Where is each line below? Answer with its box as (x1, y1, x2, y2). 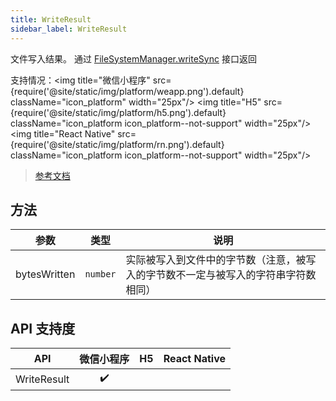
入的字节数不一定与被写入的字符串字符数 (125, 268, 317, 282)
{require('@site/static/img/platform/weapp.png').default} (10, 85, 245, 97)
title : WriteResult (10, 14, 92, 25)
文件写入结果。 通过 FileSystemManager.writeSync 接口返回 (10, 52, 257, 65)
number (84, 269, 117, 280)
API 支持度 (10, 320, 76, 337)
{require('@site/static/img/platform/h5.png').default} (10, 106, 227, 118)
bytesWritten (15, 267, 76, 281)
